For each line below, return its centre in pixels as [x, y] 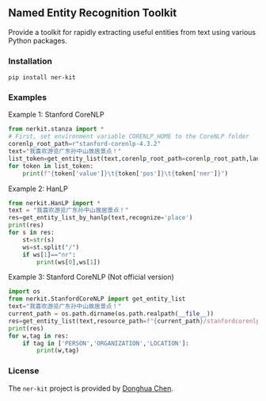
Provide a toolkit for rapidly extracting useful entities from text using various [132, 32]
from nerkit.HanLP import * [55, 203]
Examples [28, 97]
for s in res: [32, 233]
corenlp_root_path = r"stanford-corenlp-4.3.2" [84, 144]
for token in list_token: [51, 166]
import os [25, 292]
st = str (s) [39, 240]
